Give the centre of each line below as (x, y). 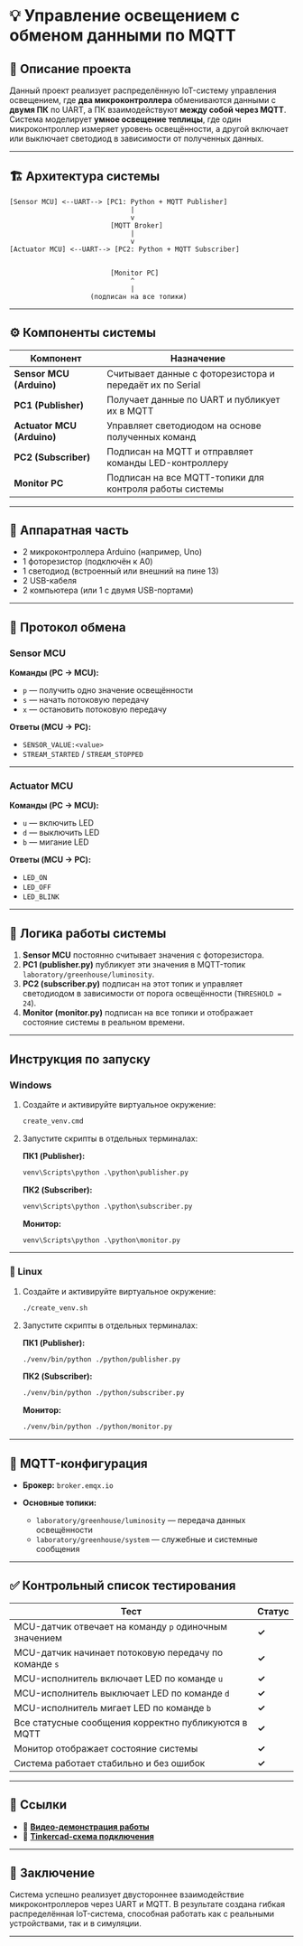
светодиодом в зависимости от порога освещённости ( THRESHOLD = (152, 994)
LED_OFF (37, 888)
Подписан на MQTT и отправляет (180, 451)
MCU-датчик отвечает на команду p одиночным (121, 1626)
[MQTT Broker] (137, 225)
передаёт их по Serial (154, 385)
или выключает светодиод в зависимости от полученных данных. (137, 138)
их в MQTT (130, 410)
